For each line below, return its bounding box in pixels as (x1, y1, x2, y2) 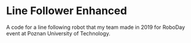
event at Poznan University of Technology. (6, 29, 110, 37)
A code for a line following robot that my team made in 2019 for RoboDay (6, 24, 185, 31)
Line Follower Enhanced (6, 4, 127, 18)
